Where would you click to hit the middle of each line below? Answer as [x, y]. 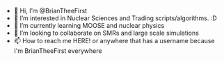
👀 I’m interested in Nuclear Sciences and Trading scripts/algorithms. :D [115, 18]
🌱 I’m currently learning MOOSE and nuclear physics [89, 25]
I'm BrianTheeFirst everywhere [58, 51]
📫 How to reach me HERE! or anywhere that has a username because [114, 41]
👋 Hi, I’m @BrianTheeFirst [50, 11]
